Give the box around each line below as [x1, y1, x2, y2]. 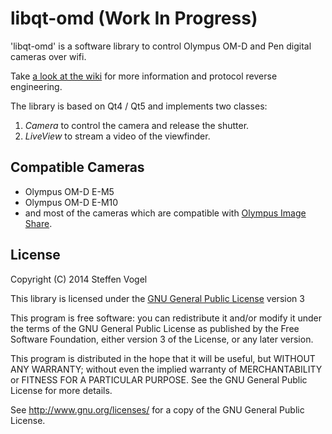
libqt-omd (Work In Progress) [10, 7, 258, 30]
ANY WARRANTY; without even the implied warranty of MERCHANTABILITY [10, 363, 323, 375]
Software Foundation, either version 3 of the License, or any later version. [10, 333, 314, 345]
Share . [24, 217, 53, 229]
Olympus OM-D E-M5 [24, 185, 115, 197]
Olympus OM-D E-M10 [24, 196, 119, 208]
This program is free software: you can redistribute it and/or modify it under [10, 312, 322, 324]
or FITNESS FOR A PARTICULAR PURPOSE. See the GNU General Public [10, 373, 308, 386]
